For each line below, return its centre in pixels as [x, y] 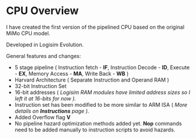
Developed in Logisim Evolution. [45, 45]
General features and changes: [44, 56]
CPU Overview [42, 11]
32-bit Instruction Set [40, 86]
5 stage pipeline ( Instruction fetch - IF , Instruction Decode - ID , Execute [102, 67]
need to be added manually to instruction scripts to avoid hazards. [95, 130]
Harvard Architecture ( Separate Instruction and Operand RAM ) [92, 80]
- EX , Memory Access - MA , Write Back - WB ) [72, 73]
